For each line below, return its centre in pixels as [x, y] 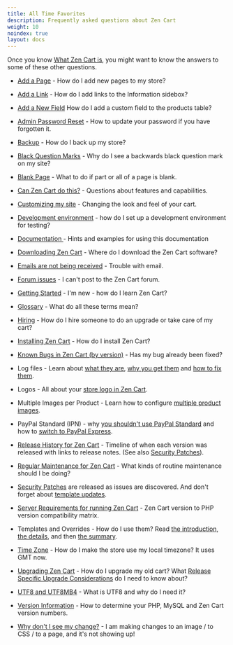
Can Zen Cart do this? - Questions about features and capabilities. [112, 190]
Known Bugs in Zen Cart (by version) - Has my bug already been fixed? [120, 355]
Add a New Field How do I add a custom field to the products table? [114, 108]
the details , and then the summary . [67, 536]
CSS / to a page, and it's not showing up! [76, 634]
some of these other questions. [52, 67]
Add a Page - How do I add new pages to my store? [91, 81]
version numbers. [43, 613]
